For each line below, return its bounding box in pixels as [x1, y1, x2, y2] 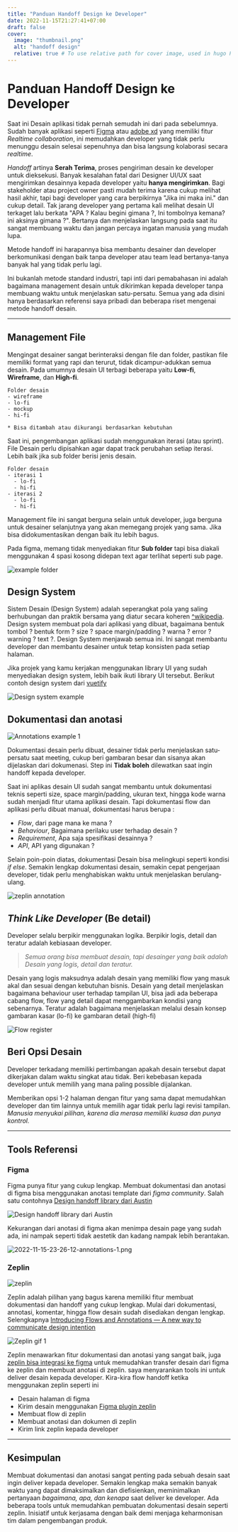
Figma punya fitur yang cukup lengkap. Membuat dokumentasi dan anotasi [7, 1181, 226, 1189]
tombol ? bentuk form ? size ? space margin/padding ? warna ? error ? [7, 627, 212, 636]
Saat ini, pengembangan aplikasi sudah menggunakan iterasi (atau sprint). [7, 436, 224, 445]
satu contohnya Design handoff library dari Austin [7, 1196, 152, 1205]
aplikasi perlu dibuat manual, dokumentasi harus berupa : [7, 805, 175, 814]
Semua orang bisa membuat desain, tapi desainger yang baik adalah [24, 953, 228, 961]
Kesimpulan [7, 1452, 62, 1464]
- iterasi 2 [7, 490, 42, 498]
